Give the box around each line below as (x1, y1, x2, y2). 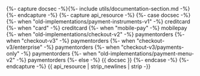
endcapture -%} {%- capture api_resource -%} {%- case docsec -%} (18, 11, 191, 19)
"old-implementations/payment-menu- (97, 50, 195, 57)
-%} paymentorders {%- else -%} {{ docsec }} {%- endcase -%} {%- (16, 57, 189, 63)
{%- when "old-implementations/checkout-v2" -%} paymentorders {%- (6, 31, 185, 38)
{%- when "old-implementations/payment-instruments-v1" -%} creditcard (6, 18, 190, 25)
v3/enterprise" (6, 43, 43, 51)
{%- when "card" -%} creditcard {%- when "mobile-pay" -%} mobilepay (6, 24, 187, 31)
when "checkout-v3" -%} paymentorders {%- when (6, 37, 136, 44)
